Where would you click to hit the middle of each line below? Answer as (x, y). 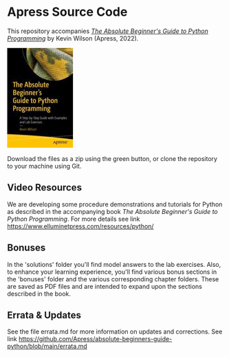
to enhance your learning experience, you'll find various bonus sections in (112, 272)
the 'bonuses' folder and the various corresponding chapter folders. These (113, 279)
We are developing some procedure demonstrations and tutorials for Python (115, 204)
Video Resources (45, 187)
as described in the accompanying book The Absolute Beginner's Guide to (112, 211)
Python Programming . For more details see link (74, 219)
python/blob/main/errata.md (47, 346)
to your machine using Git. (44, 166)
